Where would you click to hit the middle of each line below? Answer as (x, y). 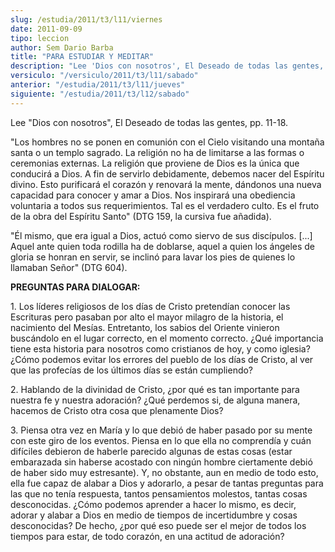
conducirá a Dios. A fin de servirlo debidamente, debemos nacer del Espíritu (167, 173)
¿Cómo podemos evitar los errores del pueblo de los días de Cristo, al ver (162, 359)
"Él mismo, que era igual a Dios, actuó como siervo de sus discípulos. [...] (161, 235)
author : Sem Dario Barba (62, 47)
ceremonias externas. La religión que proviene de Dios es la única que (155, 163)
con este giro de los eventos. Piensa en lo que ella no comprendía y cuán (161, 440)
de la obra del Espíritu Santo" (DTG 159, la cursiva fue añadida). (141, 216)
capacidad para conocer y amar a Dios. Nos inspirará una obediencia (153, 195)
